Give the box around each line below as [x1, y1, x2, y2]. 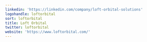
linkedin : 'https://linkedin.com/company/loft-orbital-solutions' [5, 7, 143, 12]
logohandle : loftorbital [5, 12, 56, 16]
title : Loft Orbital [5, 20, 47, 26]
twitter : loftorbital [5, 25, 49, 30]
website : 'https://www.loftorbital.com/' [5, 29, 91, 34]
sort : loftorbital [5, 16, 42, 21]
